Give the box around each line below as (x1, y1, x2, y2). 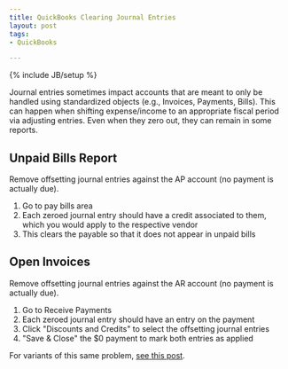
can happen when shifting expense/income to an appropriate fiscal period (9, 106, 279, 116)
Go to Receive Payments (21, 304, 113, 315)
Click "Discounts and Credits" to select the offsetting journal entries (21, 323, 270, 334)
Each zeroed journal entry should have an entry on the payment (21, 314, 255, 325)
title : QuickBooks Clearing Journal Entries (9, 12, 176, 22)
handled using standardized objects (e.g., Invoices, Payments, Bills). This (9, 97, 276, 107)
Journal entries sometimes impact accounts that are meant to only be (9, 87, 263, 98)
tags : (9, 29, 29, 38)
